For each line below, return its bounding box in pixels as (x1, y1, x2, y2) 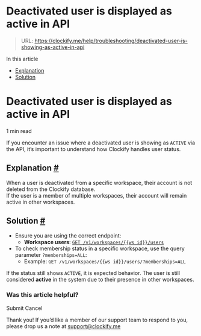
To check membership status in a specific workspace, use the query (14, 245, 185, 252)
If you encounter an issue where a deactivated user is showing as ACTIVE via (6, 139, 196, 146)
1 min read (6, 127, 32, 134)
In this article (6, 55, 39, 62)
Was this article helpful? (6, 291, 79, 299)
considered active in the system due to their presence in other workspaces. (6, 276, 194, 283)
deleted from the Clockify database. (6, 186, 96, 193)
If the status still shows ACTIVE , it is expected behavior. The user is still (6, 269, 181, 276)
